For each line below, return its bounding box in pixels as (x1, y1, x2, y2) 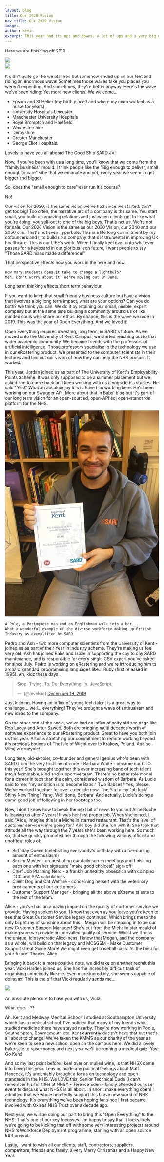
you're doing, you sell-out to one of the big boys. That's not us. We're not (5, 219, 153, 225)
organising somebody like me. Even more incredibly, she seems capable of (5, 971, 156, 976)
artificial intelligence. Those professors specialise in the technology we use (5, 344, 157, 350)
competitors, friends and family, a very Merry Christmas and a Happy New (5, 1147, 155, 1153)
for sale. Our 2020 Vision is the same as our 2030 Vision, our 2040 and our (5, 224, 157, 230)
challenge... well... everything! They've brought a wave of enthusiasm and (5, 705, 154, 711)
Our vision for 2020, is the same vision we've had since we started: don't (5, 204, 152, 209)
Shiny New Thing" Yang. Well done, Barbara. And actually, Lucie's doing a (5, 792, 154, 798)
